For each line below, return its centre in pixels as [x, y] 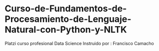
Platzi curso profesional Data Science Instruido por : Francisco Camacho [79, 43]
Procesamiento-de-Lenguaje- [68, 19]
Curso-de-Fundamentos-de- [66, 9]
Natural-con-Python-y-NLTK [66, 30]
